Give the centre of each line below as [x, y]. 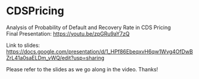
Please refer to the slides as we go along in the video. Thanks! [82, 69]
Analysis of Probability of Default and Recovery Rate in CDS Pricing [89, 27]
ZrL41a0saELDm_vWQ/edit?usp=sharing [56, 58]
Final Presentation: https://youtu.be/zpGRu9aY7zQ [68, 33]
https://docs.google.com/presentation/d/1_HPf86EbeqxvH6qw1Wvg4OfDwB [99, 51]
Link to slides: [23, 45]
